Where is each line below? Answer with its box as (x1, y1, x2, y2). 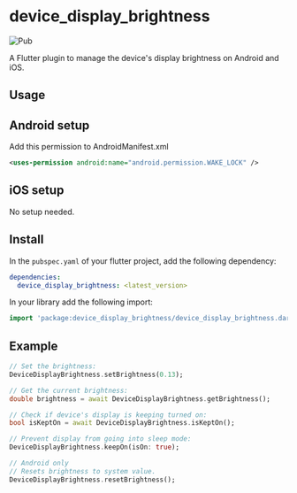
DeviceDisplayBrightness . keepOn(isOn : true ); (9, 443, 179, 452)
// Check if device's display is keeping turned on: (9, 410, 208, 420)
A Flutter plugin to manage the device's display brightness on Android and (9, 52, 280, 63)
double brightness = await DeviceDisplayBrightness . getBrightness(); (9, 394, 271, 404)
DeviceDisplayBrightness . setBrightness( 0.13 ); (9, 370, 184, 379)
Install (9, 232, 44, 247)
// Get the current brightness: (9, 386, 128, 395)
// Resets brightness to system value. (9, 466, 156, 475)
